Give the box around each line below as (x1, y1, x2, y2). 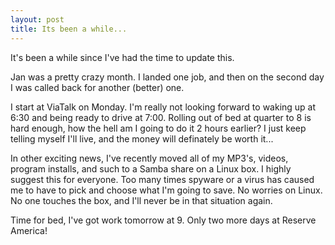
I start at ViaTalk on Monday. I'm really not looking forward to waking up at (10, 101, 317, 113)
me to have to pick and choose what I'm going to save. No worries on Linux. (10, 184, 323, 196)
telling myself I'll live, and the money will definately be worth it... (10, 132, 274, 145)
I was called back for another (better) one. (10, 81, 185, 93)
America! (10, 224, 48, 236)
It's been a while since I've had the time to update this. (10, 51, 235, 63)
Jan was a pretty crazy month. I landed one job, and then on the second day (10, 71, 325, 83)
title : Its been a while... (10, 24, 128, 34)
